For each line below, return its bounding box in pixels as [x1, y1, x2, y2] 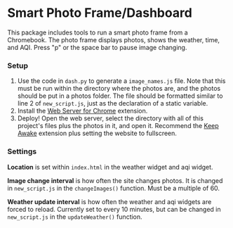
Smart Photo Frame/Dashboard [7, 5, 193, 21]
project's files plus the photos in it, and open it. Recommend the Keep [17, 122, 219, 130]
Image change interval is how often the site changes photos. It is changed [7, 176, 223, 184]
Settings [7, 146, 37, 156]
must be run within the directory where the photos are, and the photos [17, 84, 221, 93]
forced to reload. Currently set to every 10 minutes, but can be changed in [7, 205, 221, 213]
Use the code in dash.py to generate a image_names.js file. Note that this [17, 77, 226, 85]
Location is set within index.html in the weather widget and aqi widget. [7, 163, 213, 171]
